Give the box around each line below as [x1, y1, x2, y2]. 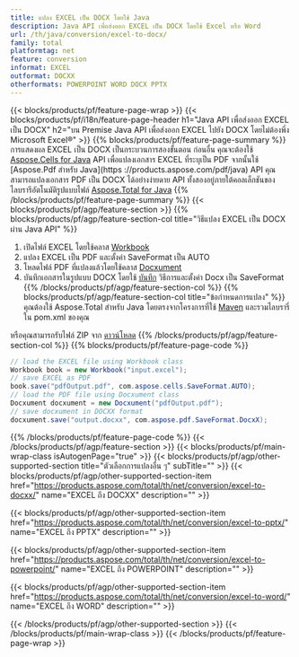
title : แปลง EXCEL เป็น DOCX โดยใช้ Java [10, 13, 150, 22]
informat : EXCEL [10, 64, 71, 73]
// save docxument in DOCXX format [10, 407, 144, 416]
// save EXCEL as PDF [10, 373, 92, 382]
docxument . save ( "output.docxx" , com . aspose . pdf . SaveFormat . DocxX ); [10, 415, 268, 425]
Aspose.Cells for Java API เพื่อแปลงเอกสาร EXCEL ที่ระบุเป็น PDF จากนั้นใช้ [10, 153, 259, 164]
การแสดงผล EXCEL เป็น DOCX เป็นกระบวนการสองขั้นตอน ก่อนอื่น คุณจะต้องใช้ [10, 144, 254, 154]
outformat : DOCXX [10, 72, 75, 81]
